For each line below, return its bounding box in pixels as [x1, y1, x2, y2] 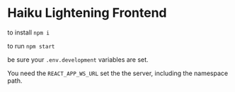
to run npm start [7, 41, 55, 50]
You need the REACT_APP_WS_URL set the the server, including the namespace [7, 69, 229, 77]
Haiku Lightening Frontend [7, 5, 167, 21]
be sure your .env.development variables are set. [7, 55, 149, 64]
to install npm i [7, 28, 50, 37]
